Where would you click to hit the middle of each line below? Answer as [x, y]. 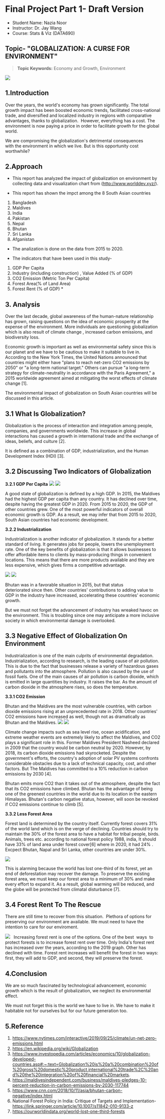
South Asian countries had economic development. [57, 520]
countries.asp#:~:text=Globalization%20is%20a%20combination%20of [85, 1064]
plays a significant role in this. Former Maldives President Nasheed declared [82, 742]
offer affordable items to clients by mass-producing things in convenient [78, 554]
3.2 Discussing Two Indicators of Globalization [78, 472]
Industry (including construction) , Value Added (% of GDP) [72, 273]
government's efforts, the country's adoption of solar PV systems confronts [82, 758]
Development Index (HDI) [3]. [35, 456]
